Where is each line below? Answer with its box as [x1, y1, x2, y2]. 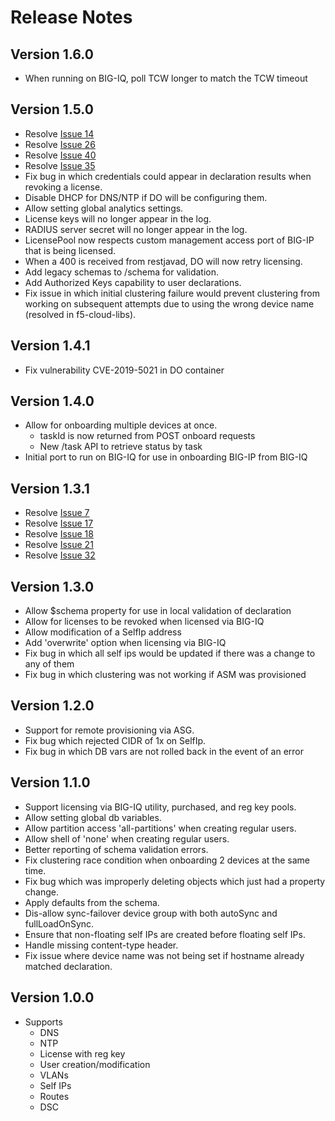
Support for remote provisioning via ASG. [24, 724, 195, 736]
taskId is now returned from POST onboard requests [39, 430, 256, 442]
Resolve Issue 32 [24, 549, 96, 561]
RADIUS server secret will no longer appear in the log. [24, 223, 248, 235]
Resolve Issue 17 [24, 517, 94, 530]
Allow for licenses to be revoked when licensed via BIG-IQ [24, 616, 265, 628]
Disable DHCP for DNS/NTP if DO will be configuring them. [24, 191, 268, 203]
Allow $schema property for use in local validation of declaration [24, 605, 292, 617]
